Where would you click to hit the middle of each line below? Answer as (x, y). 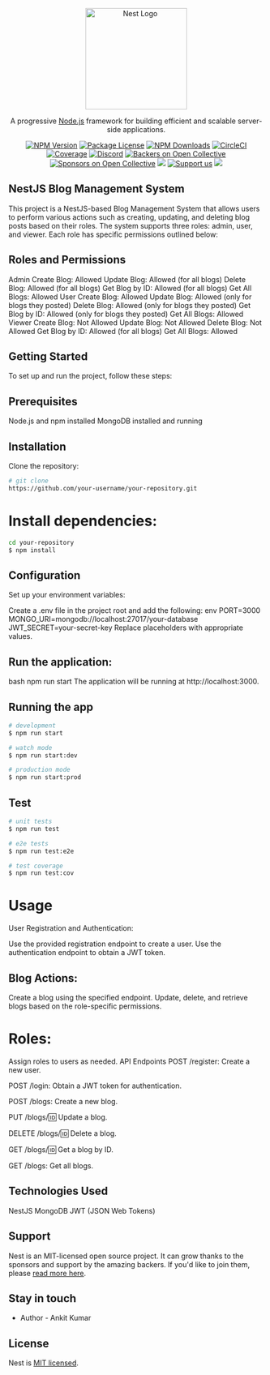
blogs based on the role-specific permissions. (85, 1006)
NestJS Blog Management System (96, 189)
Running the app (51, 707)
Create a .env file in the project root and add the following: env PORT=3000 (135, 610)
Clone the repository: (44, 466)
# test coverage (36, 866)
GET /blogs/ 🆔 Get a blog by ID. (61, 1149)
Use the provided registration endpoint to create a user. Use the (115, 944)
